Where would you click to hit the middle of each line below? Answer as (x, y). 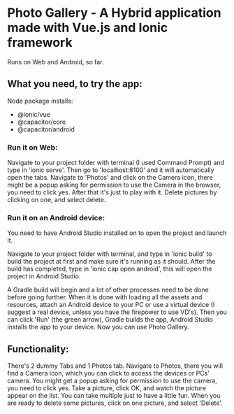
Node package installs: (40, 101)
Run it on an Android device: (56, 217)
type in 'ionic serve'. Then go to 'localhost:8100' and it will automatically (111, 170)
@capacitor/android (46, 129)
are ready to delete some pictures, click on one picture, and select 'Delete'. (115, 403)
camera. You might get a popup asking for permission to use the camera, (112, 381)
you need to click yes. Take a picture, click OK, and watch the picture (107, 388)
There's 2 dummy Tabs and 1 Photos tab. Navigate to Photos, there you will (115, 366)
